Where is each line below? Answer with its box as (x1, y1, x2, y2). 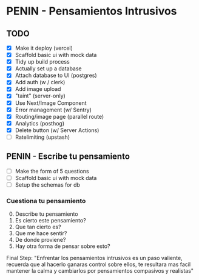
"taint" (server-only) (15, 92, 66, 99)
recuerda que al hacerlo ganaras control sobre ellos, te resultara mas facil (6, 261, 191, 268)
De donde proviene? (15, 236, 66, 244)
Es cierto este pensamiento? (15, 217, 86, 224)
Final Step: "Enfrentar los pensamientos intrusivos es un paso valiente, (6, 255, 183, 262)
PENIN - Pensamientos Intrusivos (6, 4, 177, 18)
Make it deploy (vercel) (15, 44, 73, 52)
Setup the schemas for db (15, 181, 81, 188)
